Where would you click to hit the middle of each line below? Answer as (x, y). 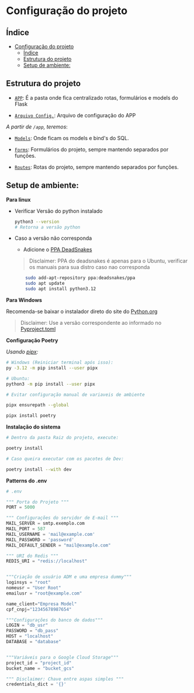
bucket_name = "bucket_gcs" (40, 668)
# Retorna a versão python (47, 227)
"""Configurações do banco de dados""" (55, 620)
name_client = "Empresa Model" (41, 604)
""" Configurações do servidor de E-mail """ (62, 518)
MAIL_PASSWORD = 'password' (40, 540)
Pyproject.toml (38, 329)
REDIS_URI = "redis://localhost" (47, 561)
